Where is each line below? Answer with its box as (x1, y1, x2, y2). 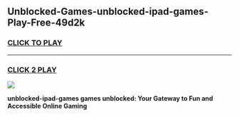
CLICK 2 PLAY (7, 65, 57, 74)
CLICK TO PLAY (7, 38, 63, 48)
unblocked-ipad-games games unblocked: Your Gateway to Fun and (7, 94, 213, 102)
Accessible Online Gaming (7, 101, 87, 110)
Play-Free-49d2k (7, 17, 85, 29)
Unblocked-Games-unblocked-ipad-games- (7, 6, 208, 18)
